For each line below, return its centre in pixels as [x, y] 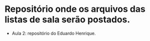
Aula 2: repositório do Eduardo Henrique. [54, 33]
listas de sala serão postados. [67, 20]
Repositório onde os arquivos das [75, 9]
